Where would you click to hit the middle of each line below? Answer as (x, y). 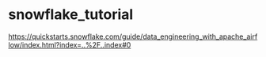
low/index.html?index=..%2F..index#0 (70, 44)
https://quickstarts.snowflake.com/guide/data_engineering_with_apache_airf (133, 36)
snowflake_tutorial (71, 15)
